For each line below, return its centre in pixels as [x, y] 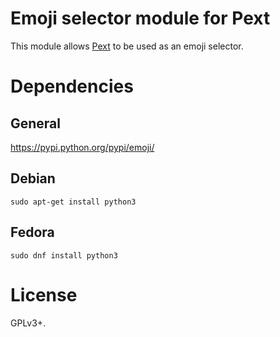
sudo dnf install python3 [64, 255]
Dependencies [72, 86]
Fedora [32, 232]
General [36, 123]
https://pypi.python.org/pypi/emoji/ [82, 147]
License [44, 294]
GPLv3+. [28, 323]
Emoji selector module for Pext [140, 18]
